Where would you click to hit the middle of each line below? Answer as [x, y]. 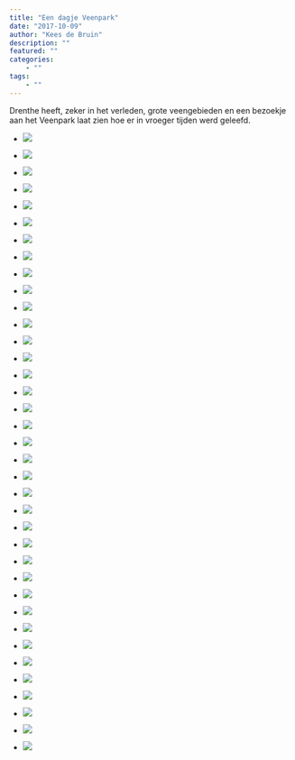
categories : [32, 60]
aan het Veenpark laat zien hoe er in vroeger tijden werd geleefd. [130, 120]
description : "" [40, 43]
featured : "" [34, 51]
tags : [19, 77]
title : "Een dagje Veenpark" [64, 18]
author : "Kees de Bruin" [56, 34]
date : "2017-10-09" [46, 26]
